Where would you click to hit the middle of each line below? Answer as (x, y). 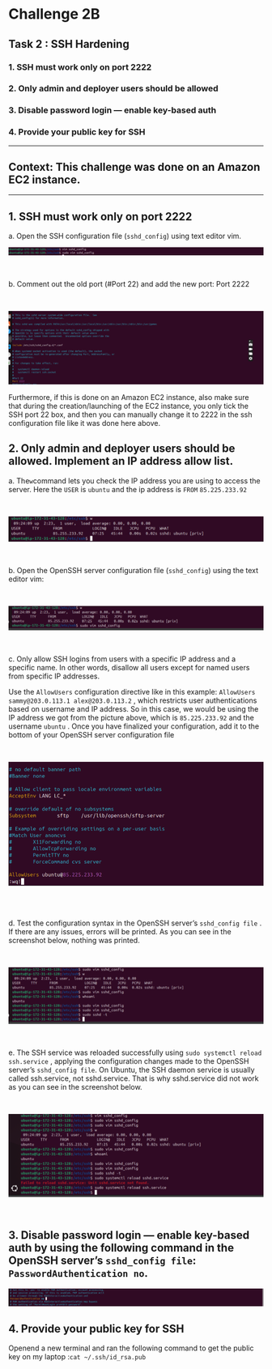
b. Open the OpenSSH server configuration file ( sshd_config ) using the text (134, 571)
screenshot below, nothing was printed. (74, 941)
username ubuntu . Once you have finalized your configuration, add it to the (134, 726)
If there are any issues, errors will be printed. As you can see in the (120, 932)
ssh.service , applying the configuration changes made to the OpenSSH (129, 1061)
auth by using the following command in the (121, 1248)
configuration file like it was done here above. (84, 423)
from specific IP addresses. (54, 676)
